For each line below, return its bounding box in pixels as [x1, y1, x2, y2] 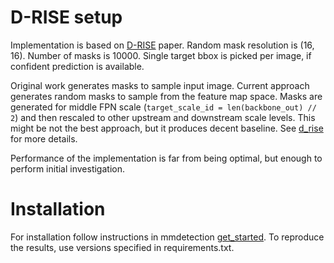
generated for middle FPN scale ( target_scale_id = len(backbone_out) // [10, 101, 317, 113]
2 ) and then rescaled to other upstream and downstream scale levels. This [10, 111, 316, 123]
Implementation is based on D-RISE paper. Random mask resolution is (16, [10, 39, 315, 51]
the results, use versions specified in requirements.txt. [10, 241, 235, 253]
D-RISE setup [10, 6, 123, 29]
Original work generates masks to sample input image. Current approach [10, 79, 310, 91]
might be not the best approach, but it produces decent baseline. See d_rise [10, 122, 324, 134]
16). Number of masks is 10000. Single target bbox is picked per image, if [10, 49, 312, 61]
